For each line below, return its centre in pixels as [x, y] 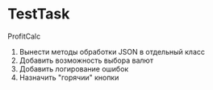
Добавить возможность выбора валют [86, 60]
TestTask [39, 14]
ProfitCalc [24, 36]
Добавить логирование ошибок [74, 68]
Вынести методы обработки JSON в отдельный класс [112, 51]
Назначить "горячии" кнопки [69, 77]
